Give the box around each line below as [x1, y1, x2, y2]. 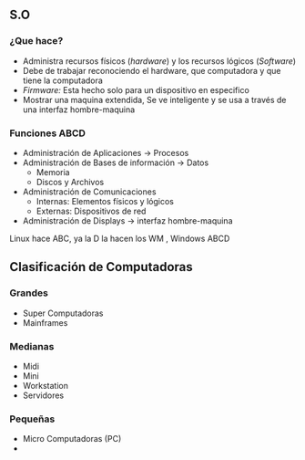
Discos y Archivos [36, 176, 105, 187]
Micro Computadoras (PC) [22, 434, 122, 444]
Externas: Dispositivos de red [36, 205, 147, 216]
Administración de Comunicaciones [22, 186, 157, 197]
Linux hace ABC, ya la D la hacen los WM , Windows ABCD [9, 233, 230, 244]
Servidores [22, 390, 65, 401]
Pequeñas [9, 413, 56, 425]
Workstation [22, 380, 68, 391]
